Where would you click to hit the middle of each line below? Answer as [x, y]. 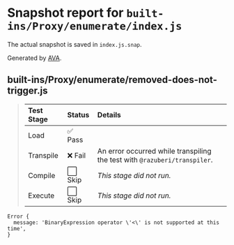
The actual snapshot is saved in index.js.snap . [75, 44]
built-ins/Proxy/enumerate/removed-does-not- [112, 80]
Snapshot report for [65, 13]
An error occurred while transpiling [154, 151]
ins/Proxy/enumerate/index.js [95, 26]
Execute [41, 195]
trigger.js [28, 91]
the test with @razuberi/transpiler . [155, 160]
